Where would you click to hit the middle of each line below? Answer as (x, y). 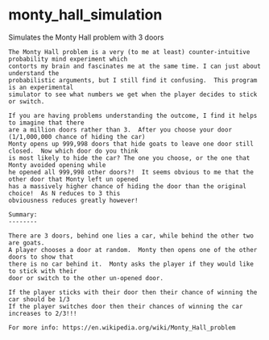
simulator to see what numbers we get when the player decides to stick (133, 94)
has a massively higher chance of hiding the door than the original (128, 186)
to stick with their (43, 271)
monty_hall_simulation (85, 15)
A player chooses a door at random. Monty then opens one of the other (133, 250)
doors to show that (41, 257)
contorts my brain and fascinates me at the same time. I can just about (135, 66)
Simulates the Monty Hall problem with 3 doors (86, 37)
